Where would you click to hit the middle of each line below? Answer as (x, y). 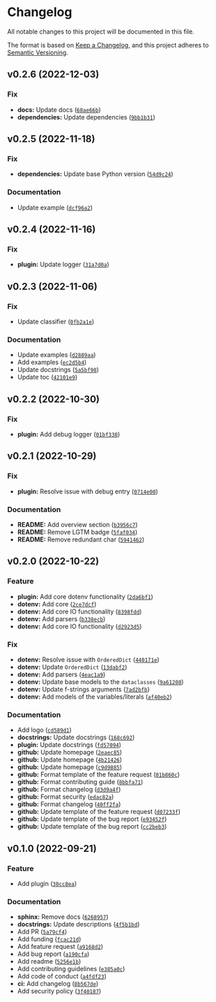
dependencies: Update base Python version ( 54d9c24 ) (95, 174)
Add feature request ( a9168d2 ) (60, 947)
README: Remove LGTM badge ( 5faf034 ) (77, 532)
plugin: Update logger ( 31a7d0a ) (63, 264)
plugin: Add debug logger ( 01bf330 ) (69, 434)
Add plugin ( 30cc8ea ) (47, 883)
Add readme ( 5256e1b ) (49, 961)
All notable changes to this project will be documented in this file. (101, 31)
